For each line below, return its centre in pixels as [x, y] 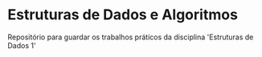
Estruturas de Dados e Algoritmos [123, 15]
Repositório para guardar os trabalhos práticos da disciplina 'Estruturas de [131, 37]
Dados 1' [22, 45]
